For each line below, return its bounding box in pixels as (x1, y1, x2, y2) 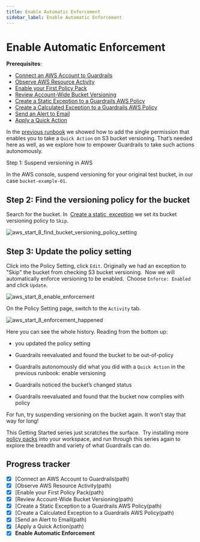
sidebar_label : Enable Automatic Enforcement (6, 14, 122, 20)
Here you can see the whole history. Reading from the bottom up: (6, 328, 168, 335)
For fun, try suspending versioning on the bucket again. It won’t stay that (6, 411, 186, 419)
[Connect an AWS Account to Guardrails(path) (14, 475, 130, 482)
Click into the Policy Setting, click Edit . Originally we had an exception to (6, 263, 186, 270)
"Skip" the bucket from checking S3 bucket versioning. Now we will (6, 269, 175, 276)
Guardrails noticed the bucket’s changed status (14, 381, 132, 388)
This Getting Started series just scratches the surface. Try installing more (6, 429, 189, 437)
